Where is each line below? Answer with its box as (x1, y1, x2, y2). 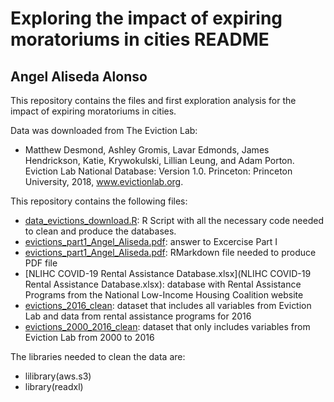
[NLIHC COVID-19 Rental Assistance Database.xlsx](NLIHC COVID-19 (24, 268, 312, 279)
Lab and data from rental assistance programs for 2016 (24, 310, 252, 322)
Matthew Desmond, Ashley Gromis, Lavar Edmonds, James (24, 144, 270, 156)
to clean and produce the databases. (24, 225, 177, 237)
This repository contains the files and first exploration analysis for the (10, 95, 297, 106)
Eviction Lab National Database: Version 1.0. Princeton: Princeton (24, 165, 293, 177)
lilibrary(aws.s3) (24, 370, 92, 382)
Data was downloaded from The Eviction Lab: (10, 125, 198, 136)
